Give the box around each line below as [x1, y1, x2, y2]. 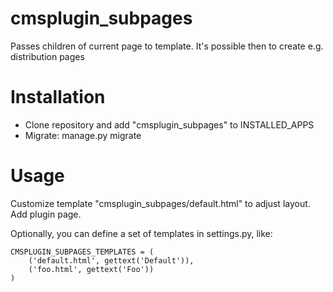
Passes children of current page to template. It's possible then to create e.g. [10, 40, 324, 52]
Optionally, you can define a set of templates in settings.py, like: [10, 227, 273, 239]
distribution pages [10, 50, 85, 62]
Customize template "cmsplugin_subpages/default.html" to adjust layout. [10, 197, 311, 209]
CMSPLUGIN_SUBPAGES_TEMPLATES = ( [10, 247, 155, 257]
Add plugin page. [10, 208, 82, 220]
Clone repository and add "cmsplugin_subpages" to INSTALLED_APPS [24, 118, 315, 131]
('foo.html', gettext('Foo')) [28, 264, 155, 274]
